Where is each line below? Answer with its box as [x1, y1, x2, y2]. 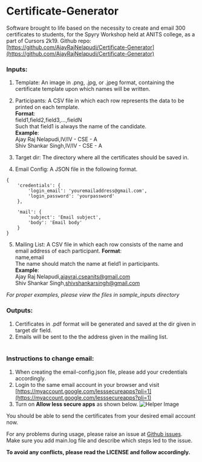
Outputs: [6, 306, 33, 315]
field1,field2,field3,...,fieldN [15, 116, 82, 124]
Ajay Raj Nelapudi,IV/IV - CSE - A [15, 136, 98, 143]
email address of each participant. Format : [15, 247, 122, 255]
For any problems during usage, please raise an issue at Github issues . [6, 430, 183, 437]
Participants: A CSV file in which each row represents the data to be [15, 97, 184, 104]
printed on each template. [15, 104, 80, 111]
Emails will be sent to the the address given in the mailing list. [15, 333, 168, 340]
